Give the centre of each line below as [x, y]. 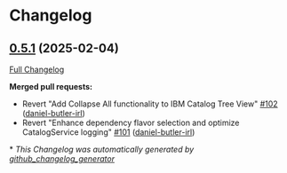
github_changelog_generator [62, 159]
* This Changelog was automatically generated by [102, 149]
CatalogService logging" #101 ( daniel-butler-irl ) [108, 132]
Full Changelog [37, 69]
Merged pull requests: [51, 86]
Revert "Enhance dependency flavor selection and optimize [131, 122]
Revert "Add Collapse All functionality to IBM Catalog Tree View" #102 [150, 104]
